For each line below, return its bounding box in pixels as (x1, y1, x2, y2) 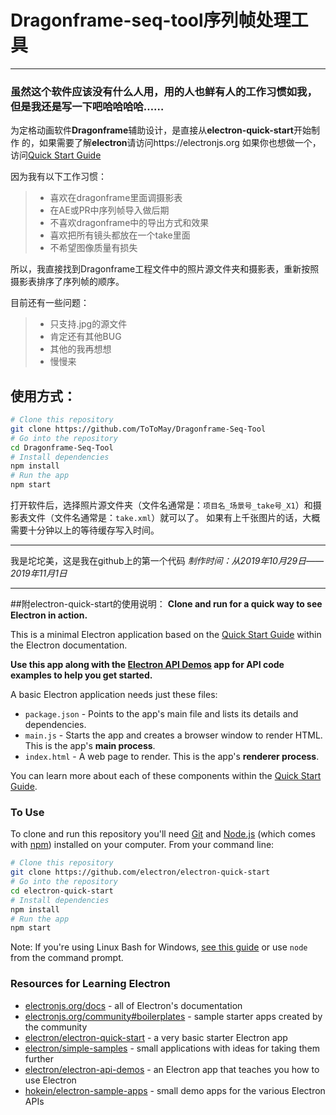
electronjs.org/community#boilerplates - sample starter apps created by (24, 1010, 323, 1022)
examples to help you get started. (10, 669, 153, 681)
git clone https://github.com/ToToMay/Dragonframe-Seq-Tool (10, 424, 267, 434)
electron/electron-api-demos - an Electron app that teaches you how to (24, 1063, 320, 1075)
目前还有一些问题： (10, 297, 90, 309)
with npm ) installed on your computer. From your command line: (10, 839, 275, 851)
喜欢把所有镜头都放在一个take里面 (49, 229, 191, 241)
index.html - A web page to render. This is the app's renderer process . (24, 751, 320, 763)
